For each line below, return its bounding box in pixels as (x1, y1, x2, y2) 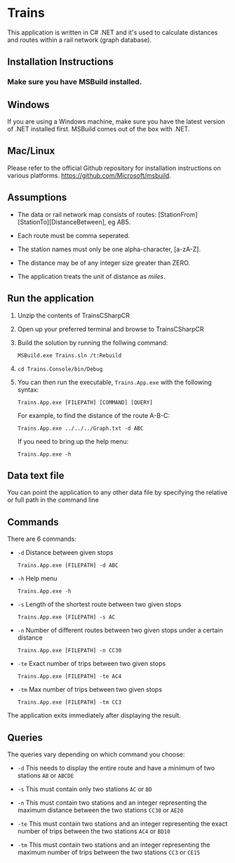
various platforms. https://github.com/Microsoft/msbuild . (7, 171, 172, 180)
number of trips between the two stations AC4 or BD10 (17, 826, 170, 835)
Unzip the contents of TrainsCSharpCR (17, 311, 130, 319)
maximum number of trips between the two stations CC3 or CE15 (17, 848, 201, 856)
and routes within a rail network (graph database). (7, 35, 152, 44)
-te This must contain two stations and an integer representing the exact (17, 819, 228, 828)
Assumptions (7, 192, 67, 204)
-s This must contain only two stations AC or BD (17, 784, 152, 793)
